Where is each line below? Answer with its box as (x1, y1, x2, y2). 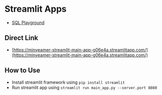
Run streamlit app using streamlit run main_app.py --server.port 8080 (11, 84, 157, 90)
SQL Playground (11, 20, 45, 25)
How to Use (4, 66, 41, 74)
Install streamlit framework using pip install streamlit (11, 79, 125, 85)
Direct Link (4, 34, 39, 42)
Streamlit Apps (4, 3, 67, 15)
